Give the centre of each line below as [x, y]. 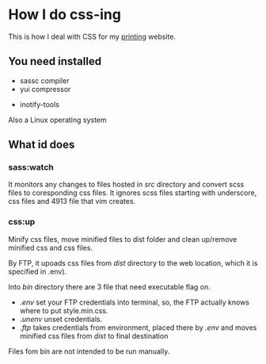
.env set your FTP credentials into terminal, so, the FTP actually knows [134, 302]
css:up [22, 222]
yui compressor [45, 89]
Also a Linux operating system [57, 120]
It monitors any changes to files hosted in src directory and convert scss [126, 185]
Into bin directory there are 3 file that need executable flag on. [110, 286]
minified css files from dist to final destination [94, 335]
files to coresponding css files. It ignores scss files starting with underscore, [133, 193]
